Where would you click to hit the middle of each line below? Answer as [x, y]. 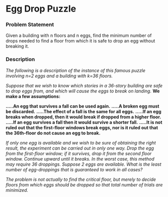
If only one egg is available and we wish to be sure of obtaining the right [81, 142]
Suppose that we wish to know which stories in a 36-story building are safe [84, 85]
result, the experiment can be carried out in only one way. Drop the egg [80, 148]
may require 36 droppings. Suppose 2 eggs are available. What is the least [83, 164]
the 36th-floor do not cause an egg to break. [53, 133]
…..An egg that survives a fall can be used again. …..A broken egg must [82, 106]
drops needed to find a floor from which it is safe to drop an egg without [80, 41]
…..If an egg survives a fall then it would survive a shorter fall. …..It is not [84, 122]
